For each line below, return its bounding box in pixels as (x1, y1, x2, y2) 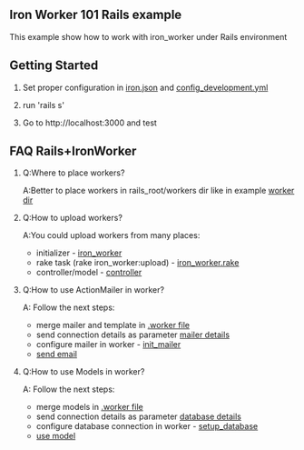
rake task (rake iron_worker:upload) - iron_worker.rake (35, 257, 240, 268)
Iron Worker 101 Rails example (9, 7, 182, 23)
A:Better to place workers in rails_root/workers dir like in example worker (22, 185, 295, 196)
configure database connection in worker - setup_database (35, 421, 259, 432)
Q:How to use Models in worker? (22, 366, 145, 377)
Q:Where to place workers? (22, 167, 125, 178)
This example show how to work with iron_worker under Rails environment (9, 31, 288, 42)
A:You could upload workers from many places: (22, 230, 201, 241)
